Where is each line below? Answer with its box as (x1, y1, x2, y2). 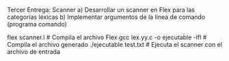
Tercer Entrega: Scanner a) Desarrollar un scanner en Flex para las (7, 6, 196, 14)
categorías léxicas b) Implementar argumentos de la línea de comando (7, 13, 206, 21)
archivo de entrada (7, 47, 60, 56)
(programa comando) (7, 20, 67, 28)
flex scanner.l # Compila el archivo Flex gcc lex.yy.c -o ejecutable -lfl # (7, 33, 207, 41)
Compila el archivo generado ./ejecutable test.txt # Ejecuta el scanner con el (7, 41, 222, 48)
